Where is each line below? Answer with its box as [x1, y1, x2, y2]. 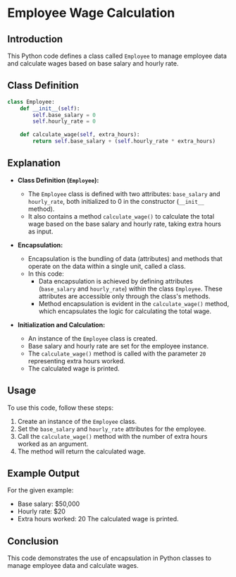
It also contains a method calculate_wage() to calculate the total [27, 212, 215, 220]
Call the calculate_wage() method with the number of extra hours [17, 432, 208, 440]
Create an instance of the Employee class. [17, 417, 137, 425]
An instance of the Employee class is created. [27, 334, 158, 343]
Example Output [7, 467, 80, 479]
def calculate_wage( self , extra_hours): [20, 131, 140, 138]
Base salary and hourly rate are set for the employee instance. [27, 341, 209, 350]
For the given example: [7, 486, 74, 494]
